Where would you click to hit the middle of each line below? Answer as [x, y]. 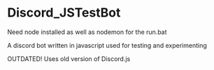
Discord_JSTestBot [64, 13]
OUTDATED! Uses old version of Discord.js [69, 59]
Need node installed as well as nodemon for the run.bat [87, 32]
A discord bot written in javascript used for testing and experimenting [107, 45]
